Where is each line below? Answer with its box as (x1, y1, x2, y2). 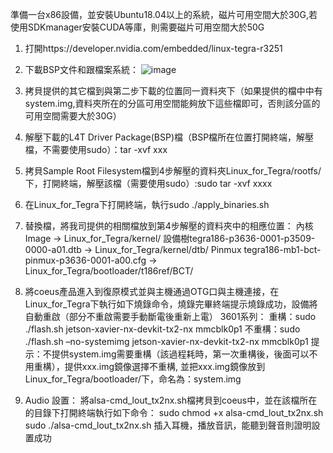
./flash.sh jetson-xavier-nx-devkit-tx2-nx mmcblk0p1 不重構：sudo (24, 323, 301, 335)
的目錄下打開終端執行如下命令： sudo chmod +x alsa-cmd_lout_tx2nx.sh (24, 407, 324, 418)
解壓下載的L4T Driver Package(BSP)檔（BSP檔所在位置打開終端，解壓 (24, 131, 315, 143)
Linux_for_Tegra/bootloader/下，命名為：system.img (24, 373, 242, 385)
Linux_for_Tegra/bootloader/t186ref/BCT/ (24, 265, 194, 277)
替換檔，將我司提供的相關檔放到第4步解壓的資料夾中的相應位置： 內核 (24, 220, 314, 232)
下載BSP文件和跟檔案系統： (24, 64, 139, 75)
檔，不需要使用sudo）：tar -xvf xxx (24, 144, 168, 155)
